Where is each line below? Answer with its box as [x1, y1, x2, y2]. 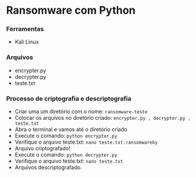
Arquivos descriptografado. [14, 164, 82, 171]
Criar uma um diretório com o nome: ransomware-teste [14, 108, 148, 115]
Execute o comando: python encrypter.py [14, 132, 118, 139]
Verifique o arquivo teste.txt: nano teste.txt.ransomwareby [14, 138, 158, 146]
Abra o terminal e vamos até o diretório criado [14, 126, 128, 133]
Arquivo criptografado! [14, 145, 71, 152]
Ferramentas [6, 25, 45, 33]
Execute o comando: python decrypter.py [14, 151, 118, 159]
